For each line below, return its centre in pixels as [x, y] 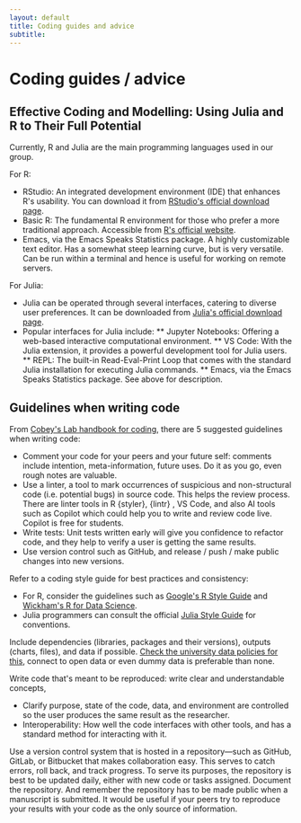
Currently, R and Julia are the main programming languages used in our [142, 147]
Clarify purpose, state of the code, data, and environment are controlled [155, 705]
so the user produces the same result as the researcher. [126, 715]
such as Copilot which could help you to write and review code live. [147, 514]
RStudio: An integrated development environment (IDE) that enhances [151, 192]
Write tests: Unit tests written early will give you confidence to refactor [153, 533]
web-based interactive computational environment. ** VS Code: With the [157, 341]
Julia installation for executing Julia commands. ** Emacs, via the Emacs [157, 370]
